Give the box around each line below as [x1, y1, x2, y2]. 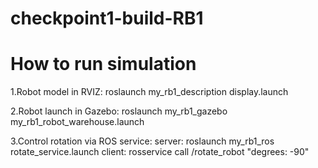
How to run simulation [10, 53, 197, 76]
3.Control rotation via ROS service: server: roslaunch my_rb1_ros [10, 135, 275, 147]
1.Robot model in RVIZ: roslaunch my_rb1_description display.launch [10, 86, 289, 98]
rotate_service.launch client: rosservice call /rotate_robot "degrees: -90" [10, 146, 310, 158]
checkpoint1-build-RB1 [10, 7, 204, 30]
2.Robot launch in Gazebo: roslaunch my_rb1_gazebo [10, 105, 228, 117]
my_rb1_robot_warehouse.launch [10, 116, 145, 128]
